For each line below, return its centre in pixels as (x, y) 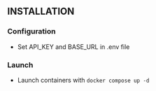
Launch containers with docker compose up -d (83, 80)
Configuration (31, 31)
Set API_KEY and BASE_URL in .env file (73, 47)
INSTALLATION (41, 12)
